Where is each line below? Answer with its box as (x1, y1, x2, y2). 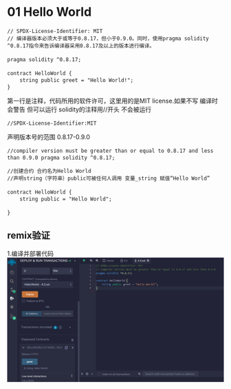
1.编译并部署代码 (7, 249, 54, 257)
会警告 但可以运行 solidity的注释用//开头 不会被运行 (7, 105, 152, 114)
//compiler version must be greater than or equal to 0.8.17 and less (7, 147, 214, 154)
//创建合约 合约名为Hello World (7, 167, 91, 174)
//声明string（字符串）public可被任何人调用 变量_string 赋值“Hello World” (7, 175, 210, 182)
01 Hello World (7, 4, 92, 20)
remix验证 (7, 230, 50, 242)
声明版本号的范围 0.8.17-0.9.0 (7, 132, 91, 141)
